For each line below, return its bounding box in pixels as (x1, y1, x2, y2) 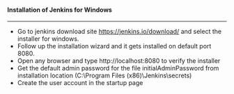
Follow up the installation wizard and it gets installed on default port (17, 42, 212, 50)
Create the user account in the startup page (17, 79, 143, 87)
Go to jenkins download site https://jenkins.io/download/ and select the (17, 28, 221, 36)
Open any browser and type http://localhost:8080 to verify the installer (17, 57, 221, 65)
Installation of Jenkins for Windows (7, 6, 113, 14)
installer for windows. (17, 35, 79, 43)
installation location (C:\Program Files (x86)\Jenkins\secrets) (17, 71, 192, 79)
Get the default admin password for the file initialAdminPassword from (17, 64, 219, 73)
